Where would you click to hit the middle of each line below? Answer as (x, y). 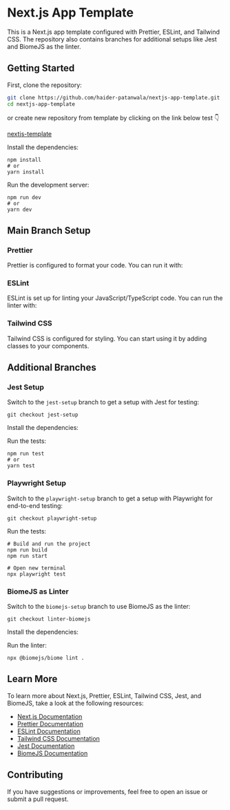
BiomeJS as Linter (38, 591)
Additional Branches (52, 368)
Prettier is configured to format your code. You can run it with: (95, 265)
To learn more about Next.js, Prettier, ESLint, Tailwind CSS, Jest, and (104, 695)
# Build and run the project (49, 544)
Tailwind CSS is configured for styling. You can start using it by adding (107, 338)
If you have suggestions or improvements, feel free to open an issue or (107, 791)
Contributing (35, 775)
